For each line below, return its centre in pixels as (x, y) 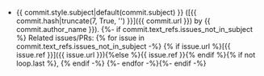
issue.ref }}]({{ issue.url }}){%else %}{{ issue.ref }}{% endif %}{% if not (136, 55)
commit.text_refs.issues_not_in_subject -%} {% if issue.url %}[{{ (123, 46)
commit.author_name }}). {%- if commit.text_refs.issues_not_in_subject (134, 29)
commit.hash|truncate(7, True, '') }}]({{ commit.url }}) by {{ (113, 21)
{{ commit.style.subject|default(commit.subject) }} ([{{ (106, 12)
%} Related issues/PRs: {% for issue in (80, 38)
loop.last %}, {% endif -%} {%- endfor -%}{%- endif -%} (111, 63)
